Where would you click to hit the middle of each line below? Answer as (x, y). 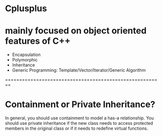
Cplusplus (26, 9)
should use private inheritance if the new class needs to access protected (79, 123)
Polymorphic (25, 60)
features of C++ (38, 41)
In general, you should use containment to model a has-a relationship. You (80, 118)
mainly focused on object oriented (76, 31)
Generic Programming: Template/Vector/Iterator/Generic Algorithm (79, 70)
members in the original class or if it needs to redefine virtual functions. (77, 128)
